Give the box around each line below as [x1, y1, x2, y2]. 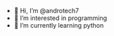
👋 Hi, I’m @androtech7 [13, 7, 80, 15]
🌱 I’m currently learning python [13, 21, 104, 29]
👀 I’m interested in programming [13, 14, 108, 22]
